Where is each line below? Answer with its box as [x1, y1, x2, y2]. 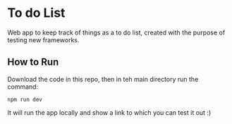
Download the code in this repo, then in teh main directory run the [7, 75, 199, 83]
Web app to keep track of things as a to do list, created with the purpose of [7, 28, 226, 37]
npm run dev [7, 96, 42, 103]
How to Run [7, 56, 59, 68]
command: [7, 82, 39, 91]
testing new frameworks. [7, 35, 80, 44]
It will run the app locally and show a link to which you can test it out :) [7, 108, 212, 117]
